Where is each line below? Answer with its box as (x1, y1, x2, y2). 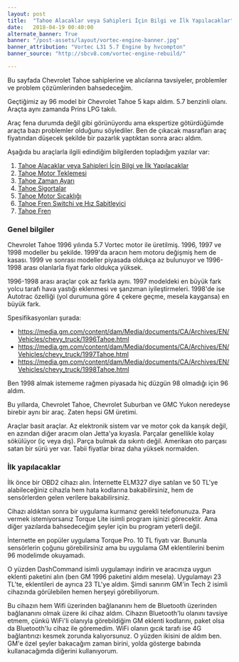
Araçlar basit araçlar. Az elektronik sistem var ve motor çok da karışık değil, (7, 421, 228, 431)
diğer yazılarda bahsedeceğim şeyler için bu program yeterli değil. (7, 522, 201, 531)
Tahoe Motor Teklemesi (17, 169, 87, 177)
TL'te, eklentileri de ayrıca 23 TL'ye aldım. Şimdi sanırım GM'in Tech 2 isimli (7, 580, 228, 589)
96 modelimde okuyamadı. (7, 551, 85, 559)
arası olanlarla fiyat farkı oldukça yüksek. (23, 263, 144, 272)
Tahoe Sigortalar (17, 184, 67, 192)
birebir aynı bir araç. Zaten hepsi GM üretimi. (7, 408, 138, 416)
